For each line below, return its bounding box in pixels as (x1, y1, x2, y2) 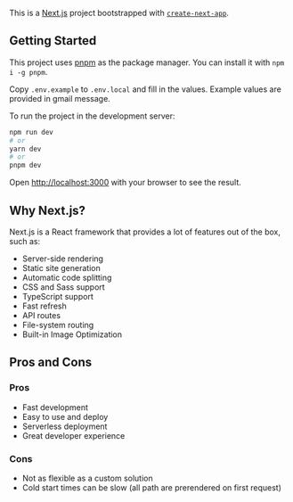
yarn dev (9, 144, 42, 153)
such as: (9, 236, 41, 246)
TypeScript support (21, 292, 94, 301)
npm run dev (9, 128, 53, 136)
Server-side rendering (21, 253, 104, 264)
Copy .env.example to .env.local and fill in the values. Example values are (9, 84, 282, 95)
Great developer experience (21, 430, 126, 440)
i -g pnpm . (9, 66, 48, 77)
